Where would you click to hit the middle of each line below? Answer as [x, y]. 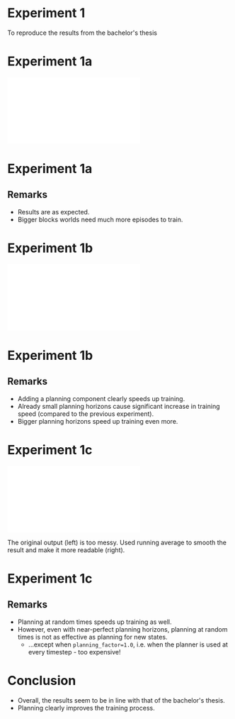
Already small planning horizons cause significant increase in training [119, 406]
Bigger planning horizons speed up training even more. [98, 421]
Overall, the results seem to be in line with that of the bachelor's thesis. [121, 700]
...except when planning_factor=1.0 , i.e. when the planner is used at [128, 644]
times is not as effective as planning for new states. [92, 637]
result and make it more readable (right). [66, 550]
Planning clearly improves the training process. [86, 708]
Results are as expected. [53, 212]
